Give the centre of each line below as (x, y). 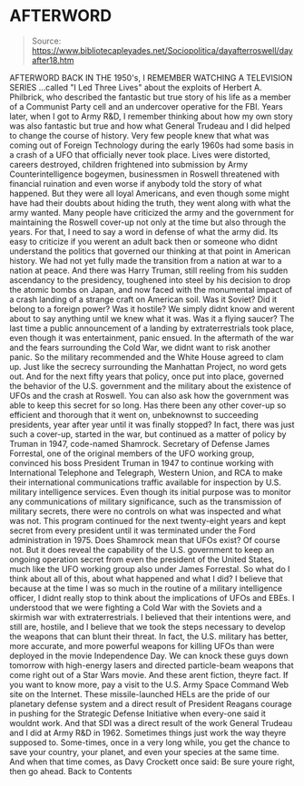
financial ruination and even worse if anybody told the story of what (136, 183)
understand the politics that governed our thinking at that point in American (150, 251)
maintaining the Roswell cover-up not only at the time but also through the (148, 222)
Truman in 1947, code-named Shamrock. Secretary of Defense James (140, 443)
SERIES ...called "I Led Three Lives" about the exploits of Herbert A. (136, 87)
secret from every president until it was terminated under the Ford (132, 530)
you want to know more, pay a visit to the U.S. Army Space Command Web (149, 684)
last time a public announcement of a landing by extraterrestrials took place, (152, 328)
